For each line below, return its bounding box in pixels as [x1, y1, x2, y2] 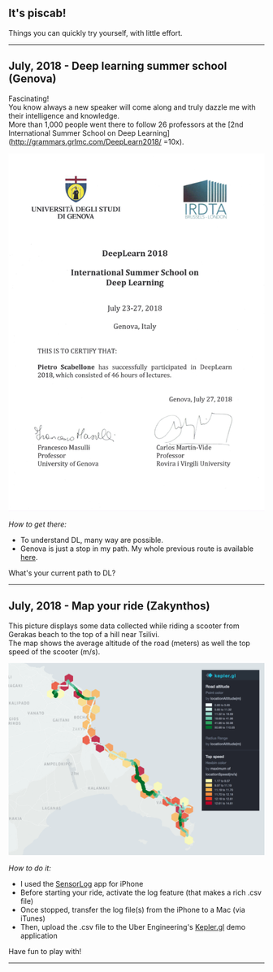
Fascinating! [8, 93, 50, 103]
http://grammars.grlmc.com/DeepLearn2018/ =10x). [11, 137, 184, 146]
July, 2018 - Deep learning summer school [8, 59, 227, 73]
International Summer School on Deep [8, 128, 136, 137]
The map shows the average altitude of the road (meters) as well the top [8, 638, 250, 648]
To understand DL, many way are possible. [19, 536, 164, 545]
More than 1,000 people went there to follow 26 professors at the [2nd [8, 119, 244, 129]
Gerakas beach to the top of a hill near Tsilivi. [8, 629, 160, 639]
